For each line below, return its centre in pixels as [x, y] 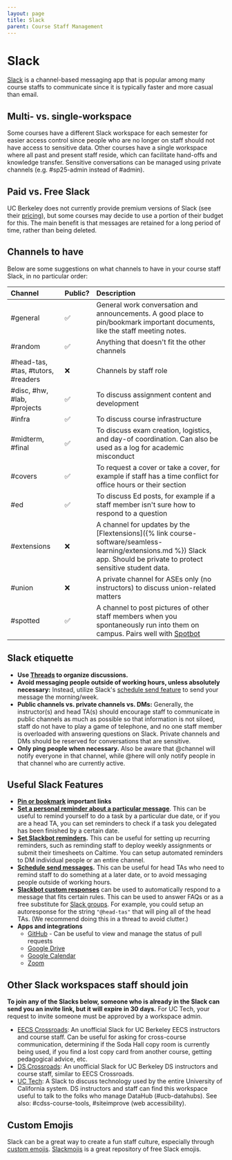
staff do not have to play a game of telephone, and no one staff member [119, 726]
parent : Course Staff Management [55, 26]
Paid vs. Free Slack [49, 191]
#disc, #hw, [29, 390]
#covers [24, 476]
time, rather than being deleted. [52, 230]
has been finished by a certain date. [68, 831]
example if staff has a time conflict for [157, 476]
